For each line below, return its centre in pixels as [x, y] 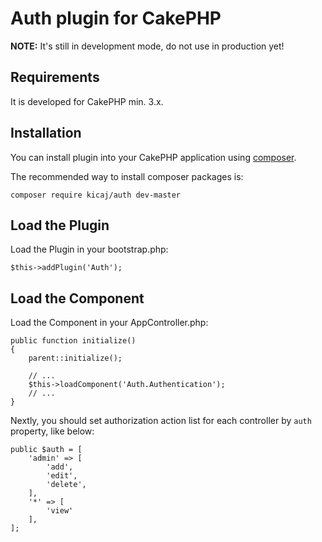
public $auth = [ [46, 450]
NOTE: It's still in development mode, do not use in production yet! [147, 46]
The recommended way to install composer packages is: [127, 176]
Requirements [55, 77]
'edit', [62, 476]
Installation [46, 133]
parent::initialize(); [75, 358]
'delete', [66, 485]
